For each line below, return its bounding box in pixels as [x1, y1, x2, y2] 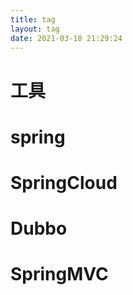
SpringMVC [10, 263, 109, 286]
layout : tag [10, 24, 60, 34]
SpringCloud [10, 171, 118, 194]
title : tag [10, 14, 56, 25]
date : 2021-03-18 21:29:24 [10, 33, 123, 43]
